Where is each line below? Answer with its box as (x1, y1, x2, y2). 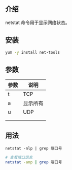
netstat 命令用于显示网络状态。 (5, 19, 70, 26)
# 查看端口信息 (5, 155, 33, 160)
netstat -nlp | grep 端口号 (5, 146, 62, 151)
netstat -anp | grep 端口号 (5, 160, 62, 165)
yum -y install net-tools (5, 50, 60, 55)
